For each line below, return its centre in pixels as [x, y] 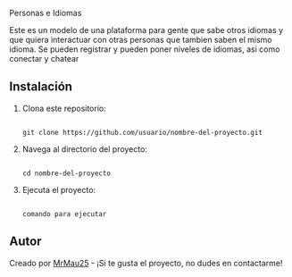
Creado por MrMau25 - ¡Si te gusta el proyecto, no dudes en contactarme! [146, 263]
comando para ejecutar [64, 214]
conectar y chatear [44, 59]
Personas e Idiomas [46, 13]
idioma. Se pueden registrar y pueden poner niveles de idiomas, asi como [145, 49]
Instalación [41, 87]
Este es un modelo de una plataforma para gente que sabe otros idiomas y [146, 30]
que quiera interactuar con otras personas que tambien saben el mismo [141, 40]
